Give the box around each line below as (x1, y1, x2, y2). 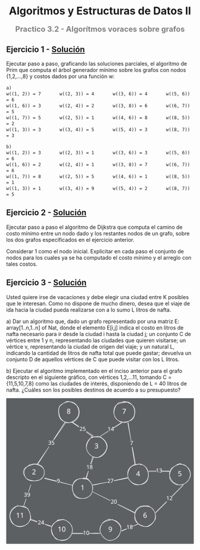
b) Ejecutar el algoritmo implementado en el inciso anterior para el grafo (6, 367, 183, 374)
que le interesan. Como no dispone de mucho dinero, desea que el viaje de (6, 300, 190, 307)
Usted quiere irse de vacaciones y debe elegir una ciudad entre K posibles (6, 293, 189, 300)
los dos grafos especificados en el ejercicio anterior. (6, 236, 135, 243)
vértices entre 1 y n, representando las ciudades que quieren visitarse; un (6, 337, 186, 344)
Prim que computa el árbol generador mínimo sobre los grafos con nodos (6, 67, 186, 73)
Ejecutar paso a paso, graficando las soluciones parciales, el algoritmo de (6, 60, 187, 67)
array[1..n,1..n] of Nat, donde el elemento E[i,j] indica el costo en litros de (6, 324, 184, 331)
